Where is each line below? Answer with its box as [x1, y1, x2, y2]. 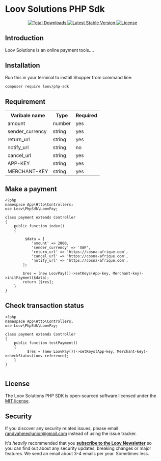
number [53, 120, 71, 127]
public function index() [14, 224, 65, 229]
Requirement [5, 97, 46, 106]
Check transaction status [5, 302, 84, 310]
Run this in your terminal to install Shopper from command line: [5, 74, 133, 80]
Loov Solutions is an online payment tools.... [5, 47, 94, 53]
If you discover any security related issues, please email [5, 425, 119, 431]
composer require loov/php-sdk [5, 84, 69, 89]
